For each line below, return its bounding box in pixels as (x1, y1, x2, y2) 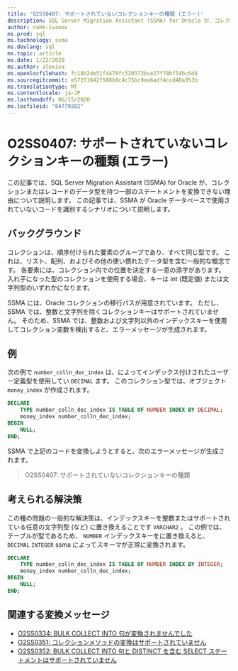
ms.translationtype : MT (7, 83, 78, 90)
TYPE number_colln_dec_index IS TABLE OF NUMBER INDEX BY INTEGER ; (20, 561, 223, 568)
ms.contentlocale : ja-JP (7, 89, 81, 97)
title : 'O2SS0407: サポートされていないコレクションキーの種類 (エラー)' (7, 10, 204, 18)
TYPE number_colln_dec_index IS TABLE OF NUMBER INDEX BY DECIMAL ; (20, 406, 223, 414)
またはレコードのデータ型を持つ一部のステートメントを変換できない (25, 187, 225, 195)
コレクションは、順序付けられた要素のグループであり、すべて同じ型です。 (7, 248, 223, 256)
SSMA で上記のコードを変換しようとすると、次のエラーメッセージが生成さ (7, 447, 225, 455)
